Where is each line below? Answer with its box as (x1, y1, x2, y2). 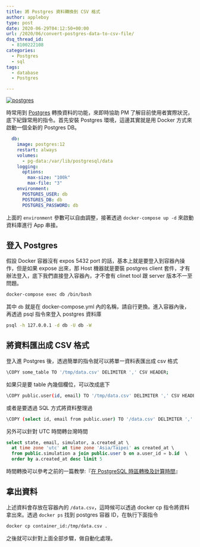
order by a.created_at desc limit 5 (11, 456, 102, 462)
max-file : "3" (27, 180, 62, 187)
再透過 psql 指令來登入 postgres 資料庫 (6, 310, 102, 318)
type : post (6, 20, 33, 26)
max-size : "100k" (27, 175, 70, 181)
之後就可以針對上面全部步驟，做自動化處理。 (6, 534, 116, 542)
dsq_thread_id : (6, 36, 44, 42)
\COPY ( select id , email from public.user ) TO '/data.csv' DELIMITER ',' (6, 416, 193, 422)
